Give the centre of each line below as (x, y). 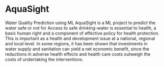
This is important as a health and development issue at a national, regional (80, 38)
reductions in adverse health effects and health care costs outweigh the (78, 54)
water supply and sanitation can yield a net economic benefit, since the (77, 49)
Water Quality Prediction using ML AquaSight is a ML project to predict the (80, 23)
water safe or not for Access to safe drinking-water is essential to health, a (81, 28)
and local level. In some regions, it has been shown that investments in (76, 43)
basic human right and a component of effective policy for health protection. (82, 33)
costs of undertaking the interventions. (44, 59)
